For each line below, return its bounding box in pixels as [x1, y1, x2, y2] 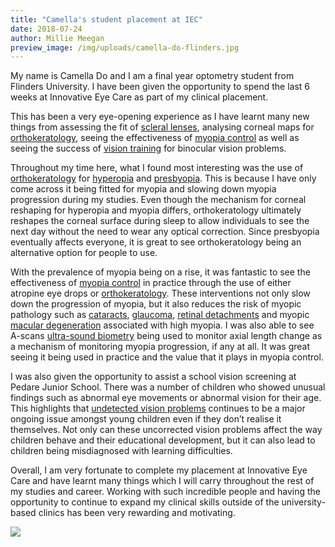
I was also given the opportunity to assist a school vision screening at [10, 371, 297, 383]
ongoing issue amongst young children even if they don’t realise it [10, 413, 282, 425]
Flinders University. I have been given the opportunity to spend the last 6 [10, 81, 311, 93]
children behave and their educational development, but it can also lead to [10, 434, 316, 446]
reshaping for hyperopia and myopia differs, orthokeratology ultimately [10, 204, 302, 216]
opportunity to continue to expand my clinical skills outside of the [10, 496, 280, 508]
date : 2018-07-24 [10, 24, 83, 34]
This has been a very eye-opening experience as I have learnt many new [10, 111, 310, 123]
